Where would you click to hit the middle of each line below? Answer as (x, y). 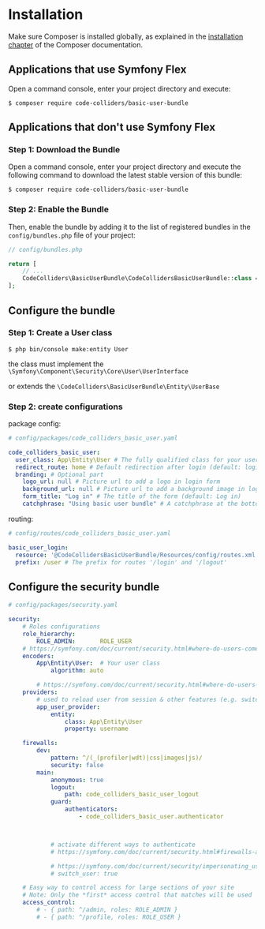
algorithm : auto (77, 671)
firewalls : (40, 744)
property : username (96, 729)
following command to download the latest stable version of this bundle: (125, 175)
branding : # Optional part (60, 474)
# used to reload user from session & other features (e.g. (137, 699)
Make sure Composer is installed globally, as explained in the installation (126, 36)
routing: (21, 519)
